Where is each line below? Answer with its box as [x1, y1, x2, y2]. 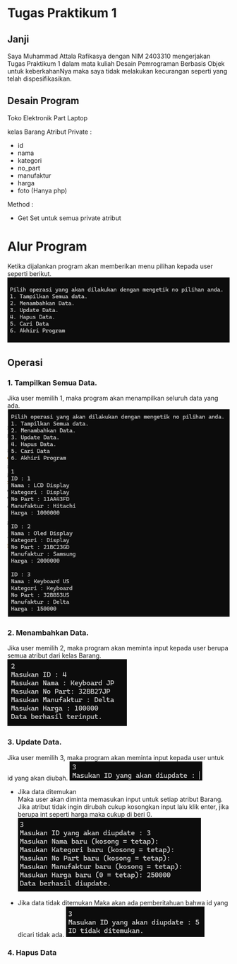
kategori [17, 156, 42, 164]
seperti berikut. [7, 269, 51, 277]
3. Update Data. [7, 738, 62, 747]
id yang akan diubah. [7, 774, 68, 782]
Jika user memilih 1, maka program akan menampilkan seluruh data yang [7, 394, 219, 403]
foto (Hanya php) [17, 186, 68, 195]
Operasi [7, 356, 43, 369]
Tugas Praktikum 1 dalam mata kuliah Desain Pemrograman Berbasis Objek [7, 59, 225, 68]
